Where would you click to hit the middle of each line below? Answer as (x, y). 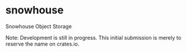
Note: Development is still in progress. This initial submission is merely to (93, 37)
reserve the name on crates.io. (42, 44)
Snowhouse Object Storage (39, 26)
